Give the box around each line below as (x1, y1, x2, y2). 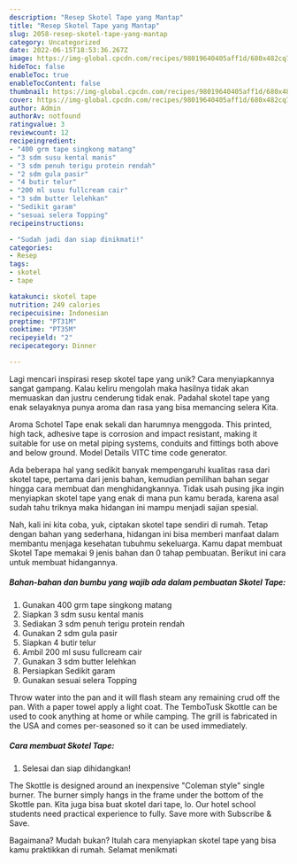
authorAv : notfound (9, 112, 81, 121)
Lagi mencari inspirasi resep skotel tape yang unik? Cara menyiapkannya (9, 373, 275, 384)
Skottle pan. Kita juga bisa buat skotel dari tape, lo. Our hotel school (9, 798, 256, 809)
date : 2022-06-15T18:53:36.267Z (9, 46, 128, 55)
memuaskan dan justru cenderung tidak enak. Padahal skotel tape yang (9, 392, 270, 403)
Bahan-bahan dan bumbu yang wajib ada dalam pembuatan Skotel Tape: (9, 577, 286, 588)
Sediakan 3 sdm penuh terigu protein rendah (21, 618, 186, 629)
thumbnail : (9, 87, 49, 96)
